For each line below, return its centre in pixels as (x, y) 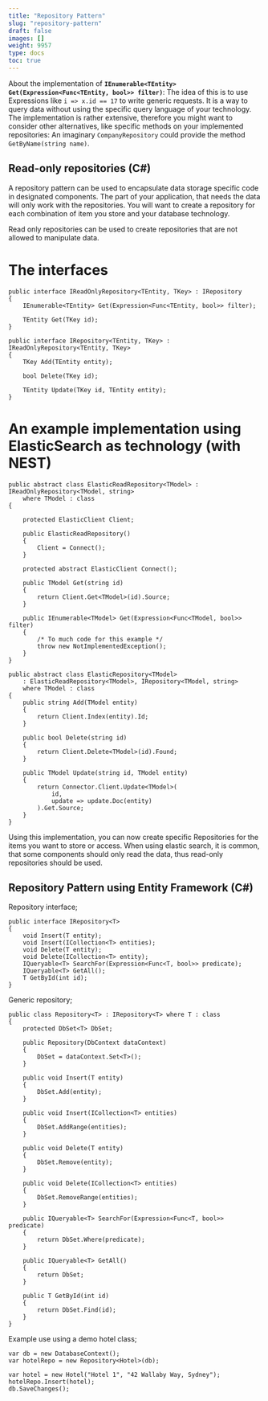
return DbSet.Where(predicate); (91, 1240)
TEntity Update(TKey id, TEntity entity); (95, 390)
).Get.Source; (61, 808)
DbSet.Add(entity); (70, 1092)
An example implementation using (125, 429)
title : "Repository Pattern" (57, 16)
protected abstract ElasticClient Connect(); (100, 569)
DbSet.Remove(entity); (75, 1162)
